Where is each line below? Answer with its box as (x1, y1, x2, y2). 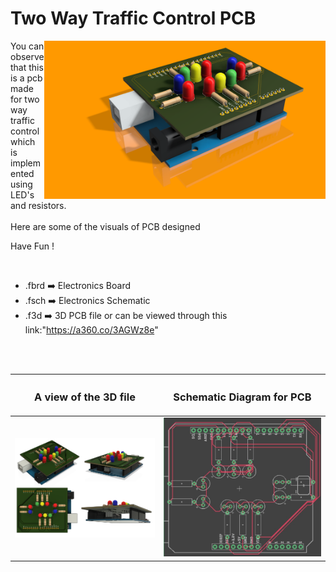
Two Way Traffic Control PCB (10, 7, 257, 30)
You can (10, 40, 45, 52)
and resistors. (10, 199, 67, 211)
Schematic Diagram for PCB (173, 390, 312, 404)
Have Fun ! (10, 240, 55, 252)
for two (10, 93, 40, 105)
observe (10, 50, 45, 62)
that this (10, 61, 44, 73)
